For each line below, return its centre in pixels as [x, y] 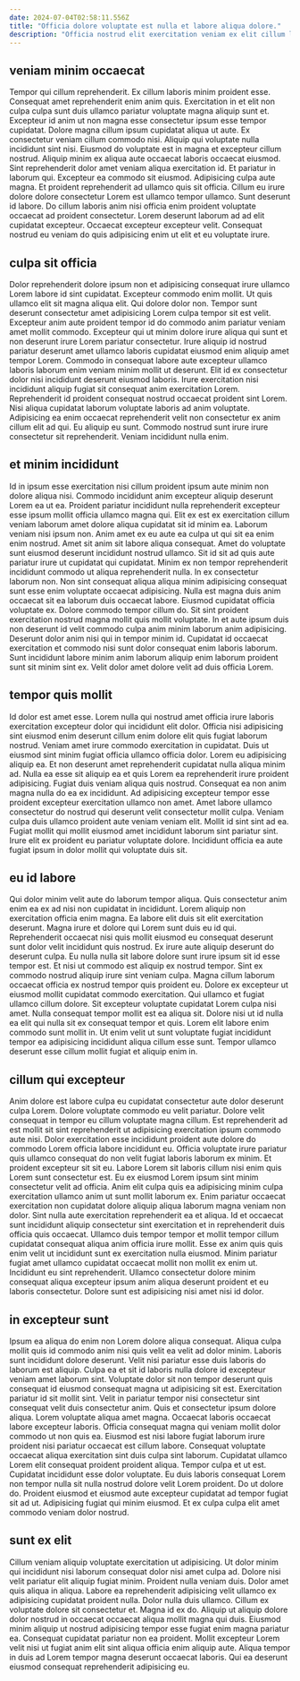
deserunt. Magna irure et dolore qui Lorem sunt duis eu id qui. [123, 928]
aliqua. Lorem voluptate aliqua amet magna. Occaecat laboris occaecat [140, 1417]
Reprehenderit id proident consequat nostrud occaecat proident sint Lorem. [148, 398]
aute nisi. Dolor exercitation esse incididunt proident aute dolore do [133, 1139]
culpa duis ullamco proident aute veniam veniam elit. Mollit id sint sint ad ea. [149, 821]
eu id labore [43, 878]
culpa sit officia [53, 263]
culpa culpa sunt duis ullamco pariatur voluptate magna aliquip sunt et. [139, 111]
